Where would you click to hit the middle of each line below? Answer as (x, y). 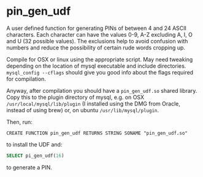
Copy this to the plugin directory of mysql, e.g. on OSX (75, 97)
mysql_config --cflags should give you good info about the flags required (100, 72)
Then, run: (19, 122)
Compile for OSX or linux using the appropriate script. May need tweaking (100, 59)
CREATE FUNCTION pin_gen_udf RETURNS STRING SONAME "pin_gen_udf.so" (97, 133)
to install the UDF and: (34, 144)
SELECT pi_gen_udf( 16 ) (35, 156)
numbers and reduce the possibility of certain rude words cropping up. (96, 48)
